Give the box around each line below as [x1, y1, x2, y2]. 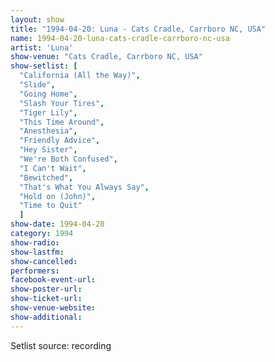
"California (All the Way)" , [19, 71, 141, 81]
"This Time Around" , [19, 117, 105, 127]
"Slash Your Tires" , [19, 98, 105, 108]
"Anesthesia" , [19, 126, 78, 136]
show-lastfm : [10, 247, 65, 257]
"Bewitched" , [19, 172, 74, 183]
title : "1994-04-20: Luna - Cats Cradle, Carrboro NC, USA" [10, 24, 267, 34]
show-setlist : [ [10, 61, 78, 71]
